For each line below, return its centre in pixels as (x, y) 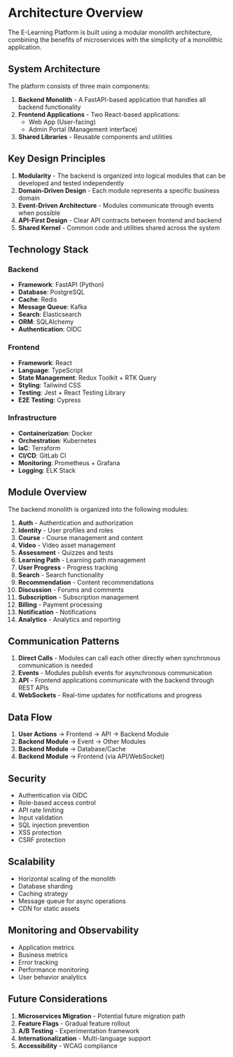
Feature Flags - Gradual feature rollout (74, 1023)
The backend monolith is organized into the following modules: (99, 509)
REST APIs (33, 688)
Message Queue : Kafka (52, 307)
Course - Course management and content (80, 537)
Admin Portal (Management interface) (83, 129)
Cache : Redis (37, 299)
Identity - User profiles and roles (66, 530)
